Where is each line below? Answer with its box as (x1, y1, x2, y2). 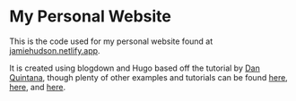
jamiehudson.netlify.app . (9, 45, 100, 55)
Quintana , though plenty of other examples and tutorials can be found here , (9, 72, 289, 82)
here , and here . (9, 81, 65, 92)
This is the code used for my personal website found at (9, 36, 213, 46)
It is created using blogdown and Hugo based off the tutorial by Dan (9, 63, 260, 73)
